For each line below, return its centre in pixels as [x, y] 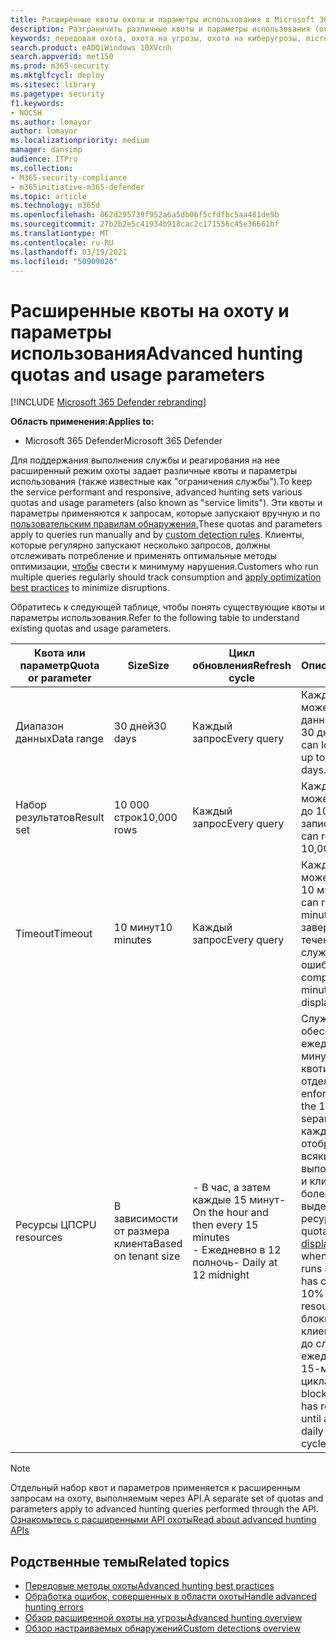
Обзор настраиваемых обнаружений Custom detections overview [163, 1628]
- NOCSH [26, 112]
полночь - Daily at [235, 1263]
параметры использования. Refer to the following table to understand [155, 618]
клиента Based [148, 1244]
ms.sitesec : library [53, 85]
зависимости [146, 1219]
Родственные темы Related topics [120, 1561]
